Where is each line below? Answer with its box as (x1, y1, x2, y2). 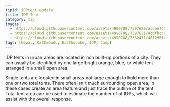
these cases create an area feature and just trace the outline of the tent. (5, 85, 155, 91)
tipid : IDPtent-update (5, 7, 53, 13)
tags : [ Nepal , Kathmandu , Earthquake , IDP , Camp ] (5, 40, 112, 45)
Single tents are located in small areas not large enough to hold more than (5, 74, 159, 81)
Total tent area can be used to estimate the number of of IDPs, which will (5, 90, 157, 96)
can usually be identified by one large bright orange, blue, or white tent (5, 59, 153, 66)
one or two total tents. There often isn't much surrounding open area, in (5, 80, 155, 86)
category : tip (5, 17, 35, 22)
